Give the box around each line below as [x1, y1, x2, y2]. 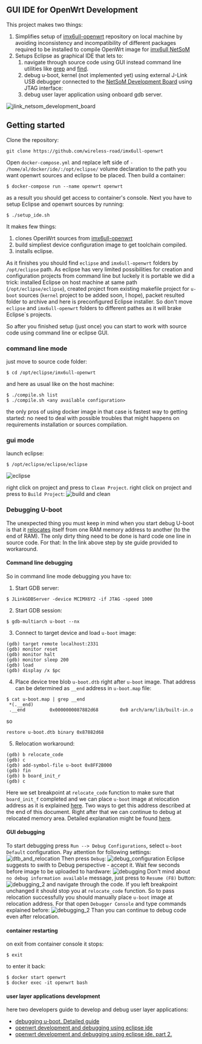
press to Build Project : [6, 490, 65, 498]
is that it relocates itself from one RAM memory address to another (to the [6, 526, 191, 533]
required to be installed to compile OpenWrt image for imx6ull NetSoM [15, 46, 191, 53]
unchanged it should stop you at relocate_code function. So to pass [6, 887, 175, 894]
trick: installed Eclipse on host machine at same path [6, 279, 138, 286]
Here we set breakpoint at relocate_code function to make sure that [6, 788, 174, 796]
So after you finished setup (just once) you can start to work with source [6, 322, 187, 330]
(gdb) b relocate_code [6, 751, 64, 758]
